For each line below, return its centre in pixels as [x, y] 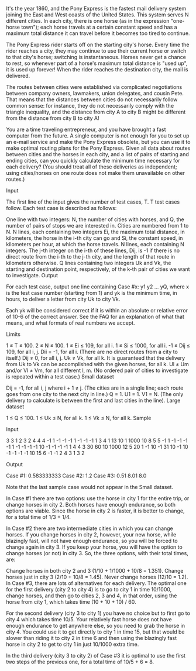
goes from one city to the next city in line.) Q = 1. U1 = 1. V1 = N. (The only [95, 394]
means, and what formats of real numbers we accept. [71, 323]
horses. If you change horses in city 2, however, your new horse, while [91, 534]
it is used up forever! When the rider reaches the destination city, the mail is [97, 69]
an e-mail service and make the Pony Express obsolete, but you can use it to [98, 142]
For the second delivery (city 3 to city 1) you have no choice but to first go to [98, 613]
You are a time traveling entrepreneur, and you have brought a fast [86, 129]
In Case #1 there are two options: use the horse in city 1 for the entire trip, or [98, 498]
